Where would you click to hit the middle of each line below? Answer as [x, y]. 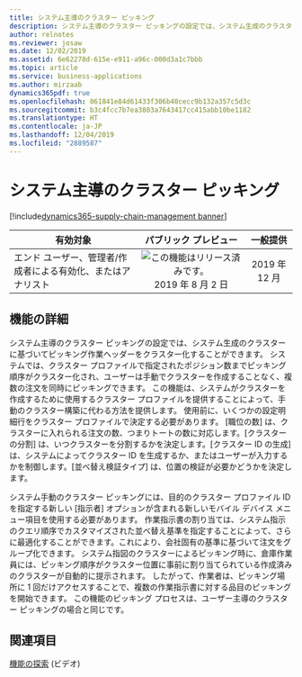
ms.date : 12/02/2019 [48, 51]
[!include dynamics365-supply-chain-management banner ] [118, 216]
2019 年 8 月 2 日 [191, 284]
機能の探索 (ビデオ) [45, 663]
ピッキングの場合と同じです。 [74, 609]
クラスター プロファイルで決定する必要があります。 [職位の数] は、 [157, 421]
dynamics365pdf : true [50, 93]
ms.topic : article [44, 68]
